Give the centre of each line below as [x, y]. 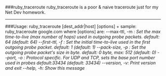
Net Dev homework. [25, 12]
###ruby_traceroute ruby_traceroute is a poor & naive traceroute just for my [82, 7]
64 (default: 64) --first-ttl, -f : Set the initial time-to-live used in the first [78, 42]
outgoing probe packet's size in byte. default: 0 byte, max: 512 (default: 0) [81, 52]
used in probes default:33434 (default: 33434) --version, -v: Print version [81, 63]
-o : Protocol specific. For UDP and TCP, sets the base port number [86, 58]
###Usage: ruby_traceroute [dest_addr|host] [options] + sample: [71, 26]
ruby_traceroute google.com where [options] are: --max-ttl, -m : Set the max [83, 32]
